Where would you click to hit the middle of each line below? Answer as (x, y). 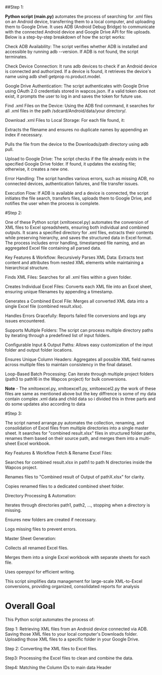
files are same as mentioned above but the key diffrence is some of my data (81, 394)
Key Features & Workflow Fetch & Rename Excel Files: (59, 453)
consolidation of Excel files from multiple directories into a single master (77, 428)
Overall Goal (30, 606)
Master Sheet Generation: (31, 538)
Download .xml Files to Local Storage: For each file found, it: (65, 120)
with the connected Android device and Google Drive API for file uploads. (78, 32)
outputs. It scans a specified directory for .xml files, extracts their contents (79, 232)
